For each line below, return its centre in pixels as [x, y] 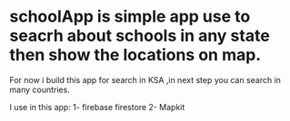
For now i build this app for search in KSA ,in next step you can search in [145, 79]
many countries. [40, 89]
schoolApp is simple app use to [130, 17]
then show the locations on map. [135, 55]
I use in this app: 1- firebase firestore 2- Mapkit [97, 107]
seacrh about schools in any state [140, 36]
